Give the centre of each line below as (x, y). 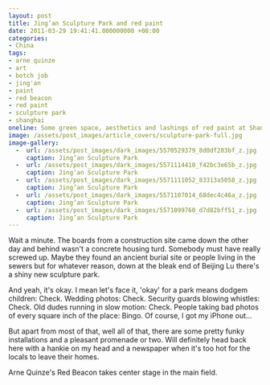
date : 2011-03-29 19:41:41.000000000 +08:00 (84, 31)
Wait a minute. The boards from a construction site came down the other (129, 240)
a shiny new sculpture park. (54, 275)
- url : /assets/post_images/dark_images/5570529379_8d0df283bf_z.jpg (136, 150)
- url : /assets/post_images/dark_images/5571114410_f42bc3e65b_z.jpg (136, 166)
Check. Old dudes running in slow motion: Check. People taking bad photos (134, 307)
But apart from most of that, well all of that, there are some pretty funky (127, 331)
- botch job (28, 76)
